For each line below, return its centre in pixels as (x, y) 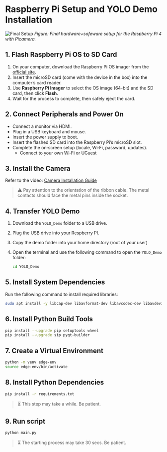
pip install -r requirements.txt (40, 394)
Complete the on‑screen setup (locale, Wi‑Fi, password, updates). (80, 147)
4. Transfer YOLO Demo (42, 211)
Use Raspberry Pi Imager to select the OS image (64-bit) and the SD (83, 88)
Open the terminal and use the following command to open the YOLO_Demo (87, 252)
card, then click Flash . (35, 93)
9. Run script (25, 421)
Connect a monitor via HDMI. (42, 126)
